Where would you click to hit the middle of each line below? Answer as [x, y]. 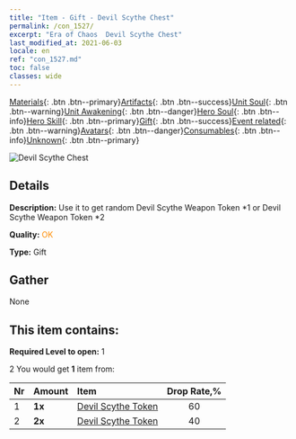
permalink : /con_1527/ [52, 26]
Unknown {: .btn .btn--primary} [83, 139]
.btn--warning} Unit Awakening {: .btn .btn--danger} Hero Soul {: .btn [133, 111]
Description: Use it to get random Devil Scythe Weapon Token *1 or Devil [145, 207]
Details [29, 186]
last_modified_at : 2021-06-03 [66, 43]
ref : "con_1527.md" [46, 59]
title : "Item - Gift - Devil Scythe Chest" [92, 18]
